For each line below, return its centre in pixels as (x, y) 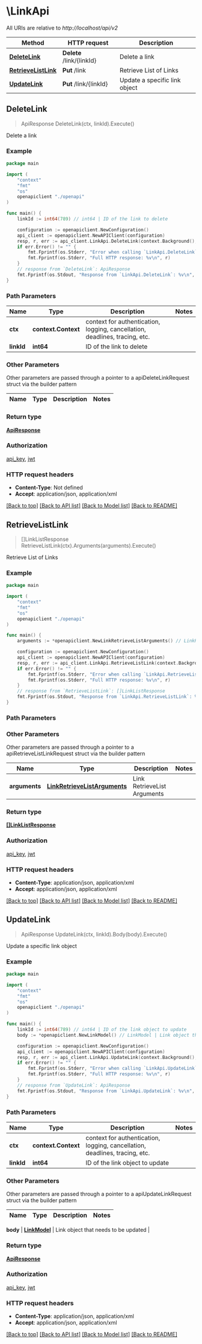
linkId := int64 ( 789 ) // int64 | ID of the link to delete (93, 219)
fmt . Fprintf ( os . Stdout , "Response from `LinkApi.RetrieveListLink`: (105, 697)
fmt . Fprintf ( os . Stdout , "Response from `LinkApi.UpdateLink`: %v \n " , (106, 1091)
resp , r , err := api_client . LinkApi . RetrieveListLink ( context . (98, 663)
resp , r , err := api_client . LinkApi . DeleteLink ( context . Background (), (107, 241)
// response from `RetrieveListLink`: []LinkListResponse (91, 691)
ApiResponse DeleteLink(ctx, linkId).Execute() (78, 123)
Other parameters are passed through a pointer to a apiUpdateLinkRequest (99, 1194)
